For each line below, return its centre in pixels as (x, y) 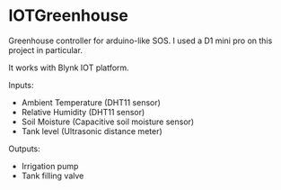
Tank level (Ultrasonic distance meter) (92, 131)
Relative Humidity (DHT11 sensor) (83, 112)
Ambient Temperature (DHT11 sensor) (91, 102)
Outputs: (25, 149)
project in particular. (45, 50)
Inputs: (21, 85)
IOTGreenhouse (69, 16)
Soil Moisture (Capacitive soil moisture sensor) (108, 122)
